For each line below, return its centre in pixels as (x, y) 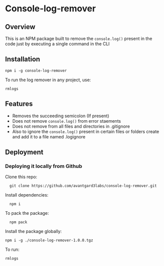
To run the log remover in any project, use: (48, 80)
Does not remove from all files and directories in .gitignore (71, 126)
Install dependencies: (27, 195)
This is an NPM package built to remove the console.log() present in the (79, 38)
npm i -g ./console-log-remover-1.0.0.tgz (49, 240)
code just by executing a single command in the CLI (57, 44)
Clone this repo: (21, 177)
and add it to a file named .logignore (49, 136)
